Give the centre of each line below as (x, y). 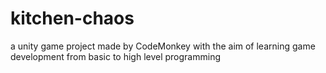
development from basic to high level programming (115, 56)
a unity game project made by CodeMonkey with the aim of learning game (163, 46)
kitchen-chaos (72, 18)
